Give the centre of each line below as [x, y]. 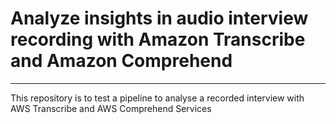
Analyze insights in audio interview [159, 18]
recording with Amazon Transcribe [158, 39]
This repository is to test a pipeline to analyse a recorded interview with [157, 98]
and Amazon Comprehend [121, 61]
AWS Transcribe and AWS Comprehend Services [111, 108]
